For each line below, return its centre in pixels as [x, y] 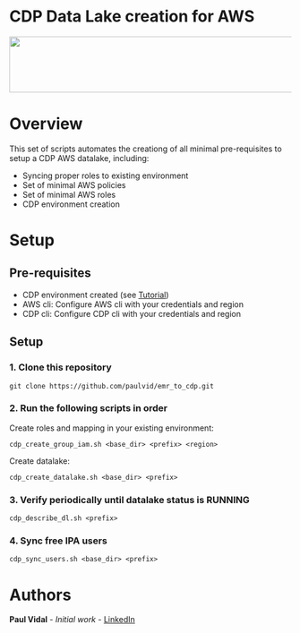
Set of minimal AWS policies [74, 184]
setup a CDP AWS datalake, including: [79, 158]
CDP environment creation [71, 204]
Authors [40, 595]
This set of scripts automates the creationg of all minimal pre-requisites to [146, 149]
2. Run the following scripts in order [89, 408]
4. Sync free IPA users [58, 541]
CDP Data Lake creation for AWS [132, 17]
